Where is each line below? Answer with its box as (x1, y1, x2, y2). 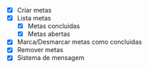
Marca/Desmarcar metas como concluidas (16, 38, 143, 46)
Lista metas (16, 14, 51, 23)
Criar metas (16, 6, 52, 14)
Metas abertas (27, 30, 71, 38)
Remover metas (16, 46, 63, 54)
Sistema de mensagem (16, 54, 85, 62)
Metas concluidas (27, 22, 80, 30)
